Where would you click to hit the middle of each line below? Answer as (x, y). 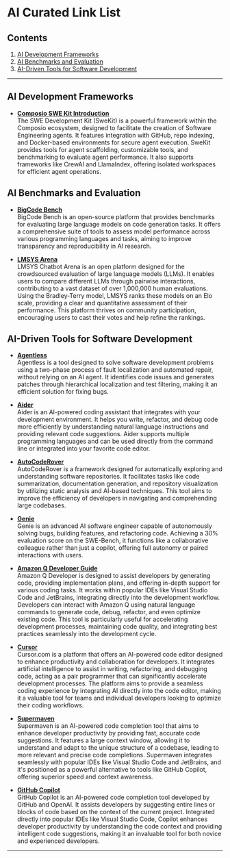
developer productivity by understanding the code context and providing (119, 827)
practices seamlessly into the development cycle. (87, 634)
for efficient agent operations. (59, 171)
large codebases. (41, 505)
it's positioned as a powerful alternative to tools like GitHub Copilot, (112, 770)
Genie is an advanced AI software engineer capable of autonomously (114, 526)
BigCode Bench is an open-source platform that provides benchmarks (116, 216)
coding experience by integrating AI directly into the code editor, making (119, 691)
